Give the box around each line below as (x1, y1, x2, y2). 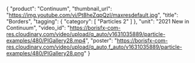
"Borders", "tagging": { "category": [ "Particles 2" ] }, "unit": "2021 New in (6, 18, 190, 25)
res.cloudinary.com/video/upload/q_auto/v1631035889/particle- (6, 31, 166, 38)
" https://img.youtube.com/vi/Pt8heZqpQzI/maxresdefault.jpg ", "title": (6, 11, 179, 19)
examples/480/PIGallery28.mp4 (6, 37, 86, 44)
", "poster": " (85, 37, 117, 44)
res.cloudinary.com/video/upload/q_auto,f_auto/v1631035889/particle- (6, 43, 182, 50)
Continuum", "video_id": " (6, 24, 71, 31)
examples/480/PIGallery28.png (6, 50, 85, 56)
